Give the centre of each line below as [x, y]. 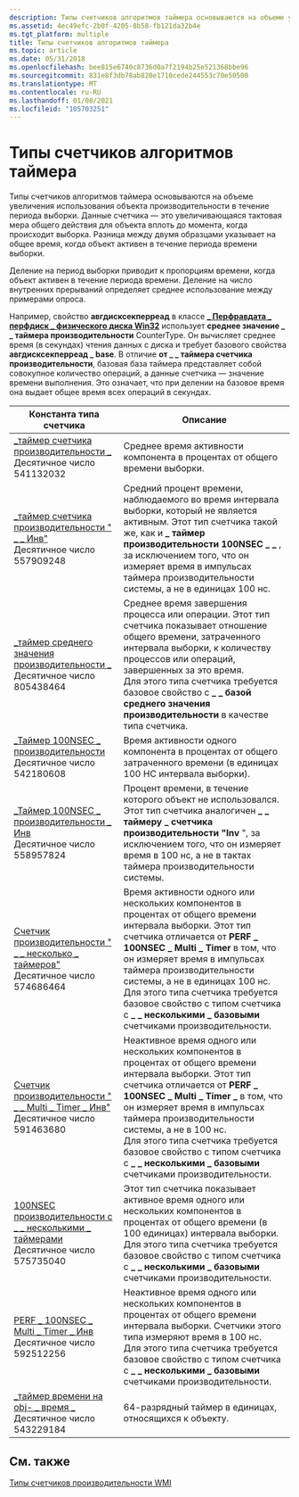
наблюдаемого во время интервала [201, 500]
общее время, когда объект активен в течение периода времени [133, 244]
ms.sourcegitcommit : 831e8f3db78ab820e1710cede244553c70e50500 [129, 76]
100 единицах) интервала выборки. [201, 1234]
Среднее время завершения [185, 603]
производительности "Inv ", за [192, 833]
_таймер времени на [59, 1396]
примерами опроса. [48, 299]
